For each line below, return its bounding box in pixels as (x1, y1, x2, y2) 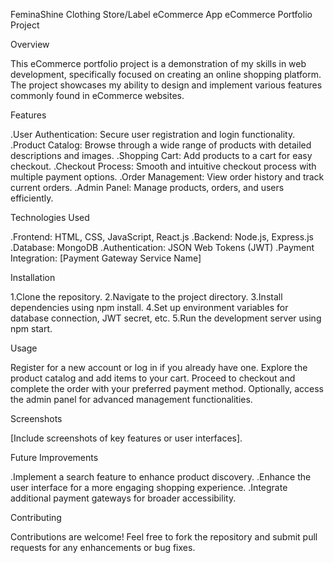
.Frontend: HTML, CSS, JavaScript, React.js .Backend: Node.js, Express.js (10, 231, 314, 243)
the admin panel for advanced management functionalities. (10, 394, 253, 405)
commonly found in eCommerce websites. (10, 90, 185, 101)
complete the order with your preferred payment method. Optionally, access (10, 383, 324, 394)
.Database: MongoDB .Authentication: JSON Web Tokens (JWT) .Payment (10, 242, 315, 253)
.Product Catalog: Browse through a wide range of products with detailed (10, 139, 312, 151)
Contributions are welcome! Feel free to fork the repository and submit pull (10, 531, 318, 543)
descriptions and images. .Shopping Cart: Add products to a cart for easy (10, 150, 313, 161)
